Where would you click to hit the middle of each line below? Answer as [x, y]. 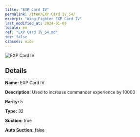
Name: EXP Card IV [25, 82]
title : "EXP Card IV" [27, 10]
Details [16, 71]
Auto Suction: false [25, 130]
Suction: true [19, 120]
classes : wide [20, 42]
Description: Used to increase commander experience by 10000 [70, 92]
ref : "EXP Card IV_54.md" [31, 32]
